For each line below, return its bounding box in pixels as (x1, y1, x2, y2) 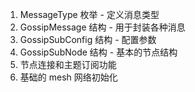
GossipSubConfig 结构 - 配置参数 (19, 34, 157, 45)
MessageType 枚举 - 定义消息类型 (19, 9, 160, 20)
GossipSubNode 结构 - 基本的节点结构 (19, 46, 178, 58)
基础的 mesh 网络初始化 (19, 71, 118, 83)
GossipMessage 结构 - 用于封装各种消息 (19, 21, 186, 33)
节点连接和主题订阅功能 (19, 59, 117, 70)
